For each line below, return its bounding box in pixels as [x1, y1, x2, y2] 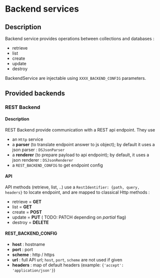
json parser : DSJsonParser [12, 147, 65, 152]
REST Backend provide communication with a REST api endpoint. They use [5, 127, 156, 132]
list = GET [12, 204, 33, 210]
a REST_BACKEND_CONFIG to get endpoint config [12, 162, 103, 168]
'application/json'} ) [12, 267, 55, 273]
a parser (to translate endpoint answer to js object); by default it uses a [12, 141, 155, 147]
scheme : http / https [12, 252, 55, 258]
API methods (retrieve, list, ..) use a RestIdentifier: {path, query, [5, 184, 140, 190]
